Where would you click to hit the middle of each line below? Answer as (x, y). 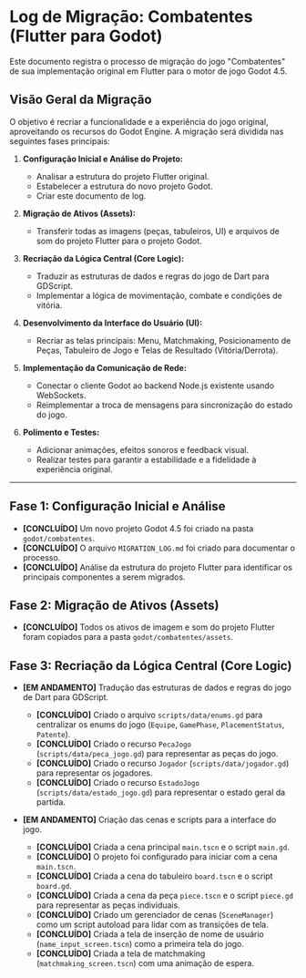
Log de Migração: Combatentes (131, 17)
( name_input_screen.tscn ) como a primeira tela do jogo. (140, 944)
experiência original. (74, 469)
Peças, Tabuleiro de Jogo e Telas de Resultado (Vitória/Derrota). (157, 350)
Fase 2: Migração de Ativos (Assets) (114, 605)
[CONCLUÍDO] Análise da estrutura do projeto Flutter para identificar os (158, 567)
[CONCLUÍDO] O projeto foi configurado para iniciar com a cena (157, 857)
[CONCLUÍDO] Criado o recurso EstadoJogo (118, 783)
